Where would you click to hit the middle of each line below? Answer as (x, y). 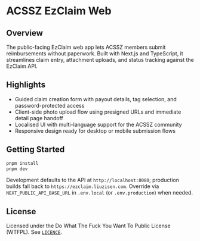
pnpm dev (17, 169)
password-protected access (50, 105)
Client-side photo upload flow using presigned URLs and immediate (98, 112)
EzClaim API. (22, 66)
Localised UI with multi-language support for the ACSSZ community (98, 124)
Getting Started (36, 150)
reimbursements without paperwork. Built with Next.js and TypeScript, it (95, 54)
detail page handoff (39, 118)
